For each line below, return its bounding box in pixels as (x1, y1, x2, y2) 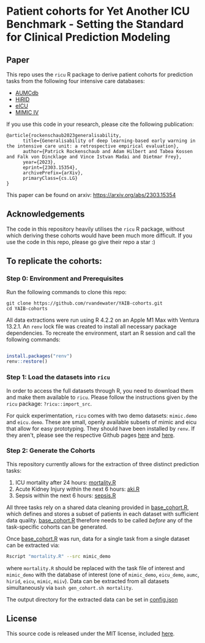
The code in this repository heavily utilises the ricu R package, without (6, 225, 185, 232)
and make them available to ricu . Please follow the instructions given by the (6, 393, 198, 401)
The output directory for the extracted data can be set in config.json (6, 595, 178, 603)
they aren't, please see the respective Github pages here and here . (6, 431, 175, 439)
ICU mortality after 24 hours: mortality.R (15, 478, 116, 486)
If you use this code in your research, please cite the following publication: (6, 121, 194, 128)
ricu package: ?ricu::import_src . (6, 400, 92, 407)
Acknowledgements (6, 209, 85, 220)
